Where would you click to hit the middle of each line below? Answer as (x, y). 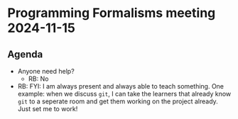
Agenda (25, 54)
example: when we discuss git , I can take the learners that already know (124, 94)
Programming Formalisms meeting (112, 13)
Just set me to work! (48, 109)
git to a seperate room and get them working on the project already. (118, 101)
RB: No (38, 79)
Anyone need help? (46, 71)
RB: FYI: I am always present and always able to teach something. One (121, 86)
